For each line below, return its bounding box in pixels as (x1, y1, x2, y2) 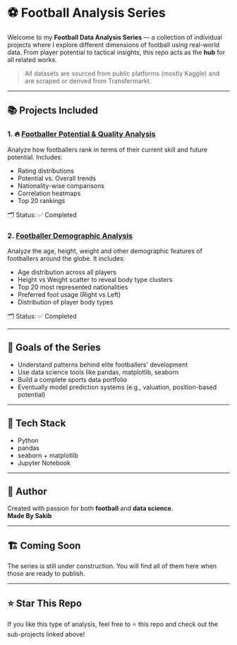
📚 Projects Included (7, 104, 99, 116)
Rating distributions (17, 166, 74, 175)
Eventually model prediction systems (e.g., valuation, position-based (17, 383, 217, 391)
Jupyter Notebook (17, 458, 71, 467)
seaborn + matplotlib (17, 451, 79, 460)
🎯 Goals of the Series (7, 342, 101, 354)
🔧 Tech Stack (7, 417, 66, 429)
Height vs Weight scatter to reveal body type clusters (17, 275, 173, 283)
